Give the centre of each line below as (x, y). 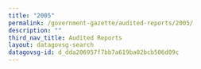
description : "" (35, 30)
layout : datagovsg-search (51, 45)
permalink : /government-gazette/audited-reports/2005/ (101, 23)
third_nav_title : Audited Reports (66, 38)
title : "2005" (32, 15)
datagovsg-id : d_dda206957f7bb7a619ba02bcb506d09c (94, 52)
